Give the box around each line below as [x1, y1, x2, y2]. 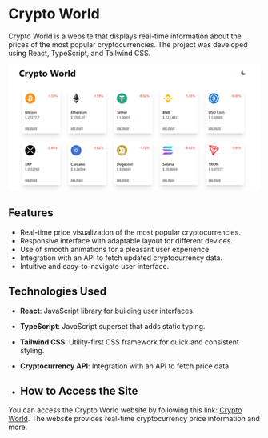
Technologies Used [8, 285, 106, 299]
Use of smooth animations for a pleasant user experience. [19, 244, 212, 254]
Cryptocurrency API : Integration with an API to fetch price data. [19, 361, 231, 371]
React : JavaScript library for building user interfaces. [19, 306, 195, 315]
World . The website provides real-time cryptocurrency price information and [8, 414, 260, 424]
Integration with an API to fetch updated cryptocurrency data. [19, 253, 223, 263]
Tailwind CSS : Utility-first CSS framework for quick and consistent [19, 337, 240, 347]
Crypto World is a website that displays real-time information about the [8, 31, 242, 41]
